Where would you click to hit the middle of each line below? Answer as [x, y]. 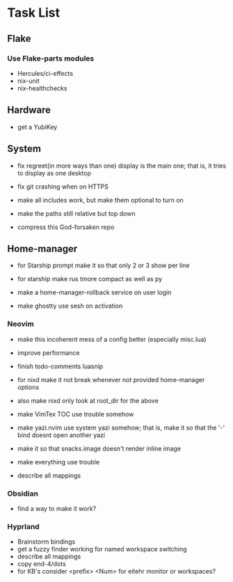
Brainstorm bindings [46, 542]
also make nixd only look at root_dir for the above [88, 400]
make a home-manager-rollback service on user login [94, 292]
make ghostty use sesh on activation [70, 306]
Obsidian [23, 494]
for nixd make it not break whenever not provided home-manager [111, 379]
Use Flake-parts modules [51, 58]
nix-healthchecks [42, 88]
